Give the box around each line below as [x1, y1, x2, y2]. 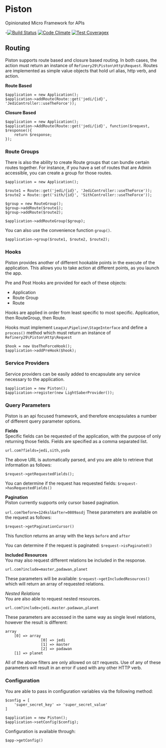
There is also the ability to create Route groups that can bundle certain [5, 159, 150, 165]
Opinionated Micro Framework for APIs [5, 20, 85, 26]
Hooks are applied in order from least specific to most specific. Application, [5, 309, 160, 316]
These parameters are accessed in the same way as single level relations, [5, 614, 157, 620]
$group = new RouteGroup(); [5, 201, 64, 207]
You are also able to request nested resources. [5, 596, 101, 601]
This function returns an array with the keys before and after [5, 532, 131, 538]
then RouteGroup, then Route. [5, 315, 66, 321]
